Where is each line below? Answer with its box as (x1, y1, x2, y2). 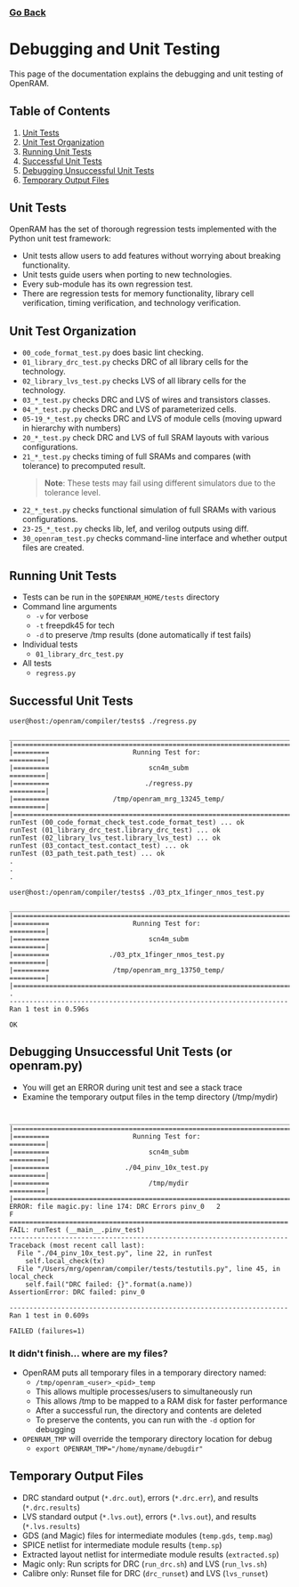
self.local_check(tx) (25, 1256, 105, 1265)
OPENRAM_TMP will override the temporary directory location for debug (21, 1434, 273, 1445)
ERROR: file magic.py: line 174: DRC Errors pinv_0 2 (9, 1202, 221, 1211)
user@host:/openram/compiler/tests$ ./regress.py (9, 716, 198, 726)
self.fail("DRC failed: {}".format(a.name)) (25, 1279, 193, 1289)
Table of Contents (9, 104, 111, 119)
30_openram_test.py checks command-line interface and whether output (21, 533, 287, 544)
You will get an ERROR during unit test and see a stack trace (21, 1082, 243, 1092)
